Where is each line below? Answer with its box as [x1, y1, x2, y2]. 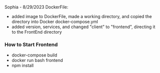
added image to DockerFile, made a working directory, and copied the [11, 14, 152, 19]
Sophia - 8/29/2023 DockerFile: [4, 4, 69, 10]
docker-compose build [11, 52, 57, 58]
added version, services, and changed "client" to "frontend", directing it [11, 24, 156, 30]
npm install [11, 63, 34, 69]
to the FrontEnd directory [11, 29, 62, 35]
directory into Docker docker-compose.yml [11, 19, 98, 24]
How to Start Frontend [4, 41, 58, 48]
